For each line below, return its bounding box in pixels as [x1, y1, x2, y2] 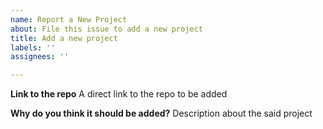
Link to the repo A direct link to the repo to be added [10, 88, 228, 100]
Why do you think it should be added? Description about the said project [10, 107, 313, 120]
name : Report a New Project [10, 14, 128, 25]
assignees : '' [10, 52, 70, 62]
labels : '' [10, 42, 56, 53]
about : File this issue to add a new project [10, 24, 203, 34]
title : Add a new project [10, 33, 118, 43]
